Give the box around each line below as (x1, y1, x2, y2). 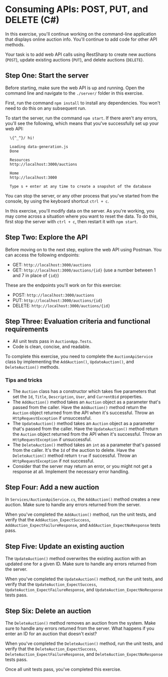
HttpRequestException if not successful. (12, 457, 95, 464)
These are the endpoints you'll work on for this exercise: (5, 282, 122, 288)
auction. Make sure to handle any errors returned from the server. (5, 502, 141, 508)
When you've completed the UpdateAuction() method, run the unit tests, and (5, 576, 163, 582)
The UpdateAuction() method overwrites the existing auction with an (5, 556, 146, 562)
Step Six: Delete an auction (5, 606, 91, 615)
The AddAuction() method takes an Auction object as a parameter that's (12, 399, 161, 405)
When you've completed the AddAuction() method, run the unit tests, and (5, 511, 156, 517)
